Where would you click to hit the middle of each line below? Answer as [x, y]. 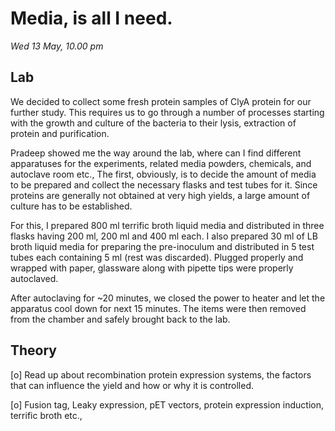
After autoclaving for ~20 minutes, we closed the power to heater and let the [168, 298]
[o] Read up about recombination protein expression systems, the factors [161, 374]
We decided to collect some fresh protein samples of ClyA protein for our [161, 101]
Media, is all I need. [91, 18]
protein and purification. [60, 133]
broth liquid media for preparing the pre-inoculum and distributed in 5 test [162, 246]
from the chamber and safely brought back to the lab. [120, 319]
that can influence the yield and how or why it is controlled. [132, 385]
